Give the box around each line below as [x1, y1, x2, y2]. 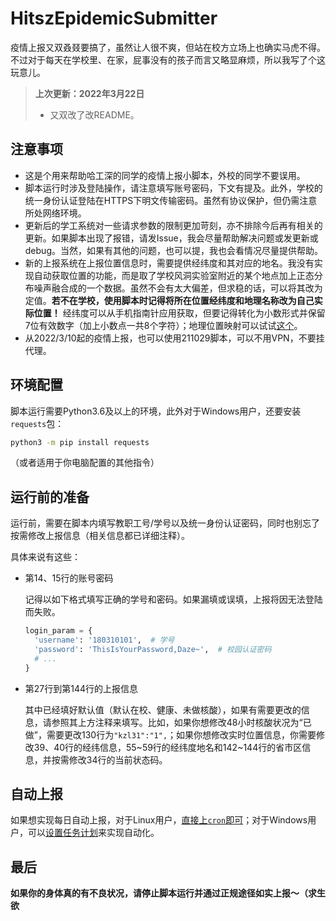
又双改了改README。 [49, 108, 140, 121]
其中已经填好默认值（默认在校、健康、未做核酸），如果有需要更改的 [24, 703, 302, 716]
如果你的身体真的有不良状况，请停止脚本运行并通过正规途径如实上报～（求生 [10, 887, 326, 899]
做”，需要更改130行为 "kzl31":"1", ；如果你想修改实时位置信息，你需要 [24, 728, 317, 741]
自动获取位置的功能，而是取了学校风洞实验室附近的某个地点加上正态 [33, 269, 315, 281]
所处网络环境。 [24, 207, 87, 219]
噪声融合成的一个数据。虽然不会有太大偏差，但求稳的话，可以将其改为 [33, 282, 323, 294]
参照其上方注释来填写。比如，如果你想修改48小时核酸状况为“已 [51, 716, 312, 728]
